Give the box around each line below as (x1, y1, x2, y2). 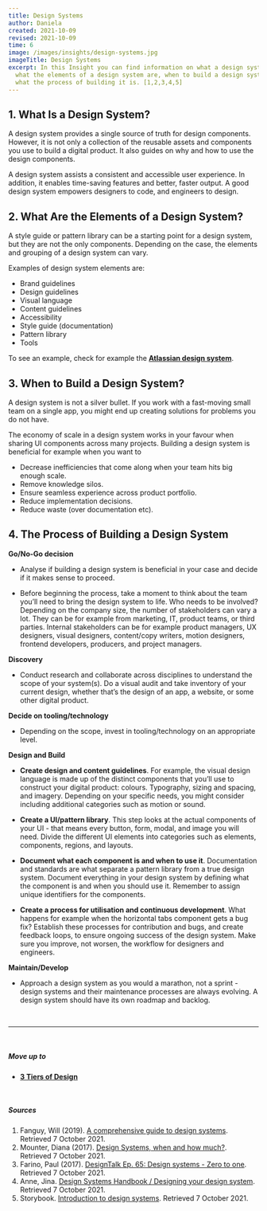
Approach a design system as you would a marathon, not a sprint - (19, 978, 238, 988)
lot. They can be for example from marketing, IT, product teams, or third (19, 613, 256, 623)
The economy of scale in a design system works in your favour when (8, 429, 234, 439)
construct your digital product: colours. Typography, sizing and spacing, (19, 782, 257, 792)
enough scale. (19, 471, 67, 480)
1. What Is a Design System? (8, 108, 151, 121)
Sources (8, 1105, 37, 1115)
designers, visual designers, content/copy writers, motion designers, (19, 630, 245, 640)
